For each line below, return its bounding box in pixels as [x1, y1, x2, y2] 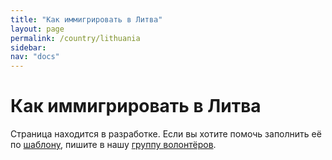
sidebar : [10, 42, 47, 53]
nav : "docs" [10, 52, 60, 62]
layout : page [10, 24, 65, 34]
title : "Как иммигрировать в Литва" [10, 14, 163, 25]
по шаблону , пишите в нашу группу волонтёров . [10, 139, 217, 151]
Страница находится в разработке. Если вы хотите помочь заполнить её [10, 128, 322, 140]
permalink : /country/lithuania [10, 33, 141, 43]
